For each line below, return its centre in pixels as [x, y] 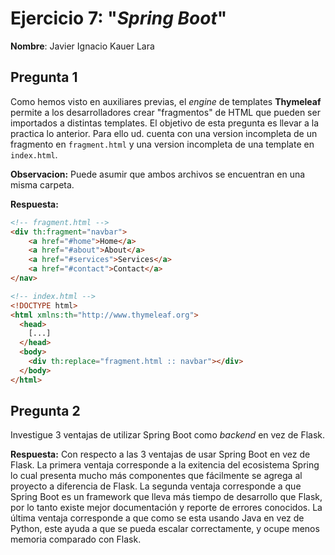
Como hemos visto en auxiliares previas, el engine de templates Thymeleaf [166, 101]
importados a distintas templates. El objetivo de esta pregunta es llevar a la [165, 123]
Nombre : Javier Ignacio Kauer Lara [82, 46]
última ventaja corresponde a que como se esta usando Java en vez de [157, 518]
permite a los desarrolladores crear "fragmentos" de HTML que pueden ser [165, 112]
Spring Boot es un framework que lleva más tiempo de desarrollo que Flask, [166, 497]
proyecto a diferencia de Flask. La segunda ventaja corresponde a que [156, 486]
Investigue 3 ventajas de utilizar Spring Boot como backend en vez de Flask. [168, 435]
